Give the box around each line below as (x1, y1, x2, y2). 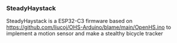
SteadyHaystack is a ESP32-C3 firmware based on (6, 18, 132, 25)
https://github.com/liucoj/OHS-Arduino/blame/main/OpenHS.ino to (6, 24, 172, 31)
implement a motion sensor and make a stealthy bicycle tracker (6, 30, 164, 37)
